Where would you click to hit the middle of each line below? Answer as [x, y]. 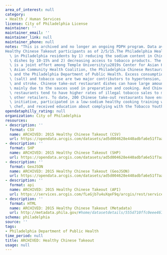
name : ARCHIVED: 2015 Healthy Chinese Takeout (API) [65, 190]
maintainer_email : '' [28, 33]
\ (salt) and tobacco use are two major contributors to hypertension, [85, 79]
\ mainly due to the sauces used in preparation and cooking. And [80, 88]
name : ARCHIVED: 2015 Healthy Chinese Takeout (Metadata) [71, 208]
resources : [16, 120]
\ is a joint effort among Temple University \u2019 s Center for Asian [84, 65]
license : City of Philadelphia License [46, 24]
